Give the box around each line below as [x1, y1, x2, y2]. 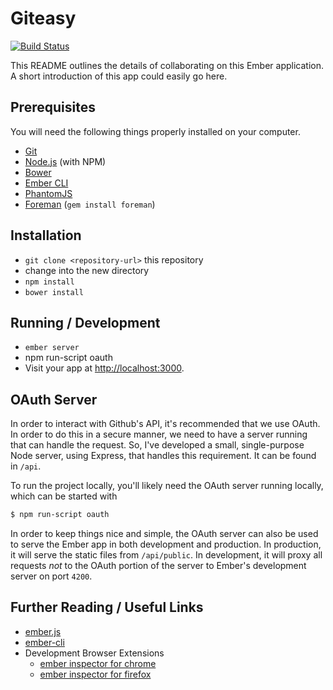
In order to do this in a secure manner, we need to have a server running [10, 428, 308, 441]
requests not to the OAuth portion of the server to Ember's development [10, 560, 307, 572]
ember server [24, 343, 80, 353]
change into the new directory [24, 264, 150, 276]
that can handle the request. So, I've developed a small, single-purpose [10, 439, 305, 451]
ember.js [24, 625, 62, 637]
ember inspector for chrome [39, 657, 157, 669]
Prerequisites [10, 99, 96, 116]
